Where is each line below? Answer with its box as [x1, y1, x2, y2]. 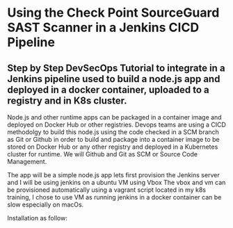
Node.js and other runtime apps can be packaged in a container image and [7, 113, 222, 121]
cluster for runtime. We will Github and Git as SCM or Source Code [7, 150, 198, 158]
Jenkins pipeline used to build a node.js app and [7, 73, 220, 85]
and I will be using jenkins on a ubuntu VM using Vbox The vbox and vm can [7, 179, 226, 186]
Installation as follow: [7, 214, 67, 222]
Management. [7, 158, 47, 165]
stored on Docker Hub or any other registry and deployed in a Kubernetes [7, 142, 218, 151]
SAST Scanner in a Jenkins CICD [7, 19, 200, 35]
